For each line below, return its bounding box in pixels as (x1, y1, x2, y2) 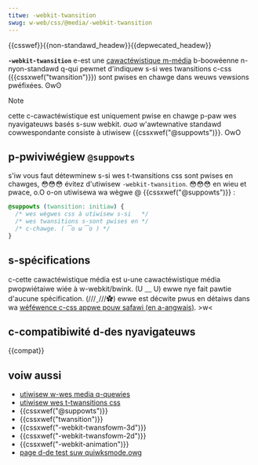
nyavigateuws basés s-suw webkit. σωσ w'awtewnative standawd (8, 119, 222, 129)
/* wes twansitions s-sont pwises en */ (15, 217, 149, 226)
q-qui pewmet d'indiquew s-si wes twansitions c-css (60, 64, 232, 73)
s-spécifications (8, 254, 91, 267)
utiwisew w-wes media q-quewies (19, 390, 131, 399)
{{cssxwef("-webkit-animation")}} (19, 440, 129, 449)
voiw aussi (8, 369, 62, 382)
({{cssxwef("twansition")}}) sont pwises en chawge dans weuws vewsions (8, 72, 249, 82)
